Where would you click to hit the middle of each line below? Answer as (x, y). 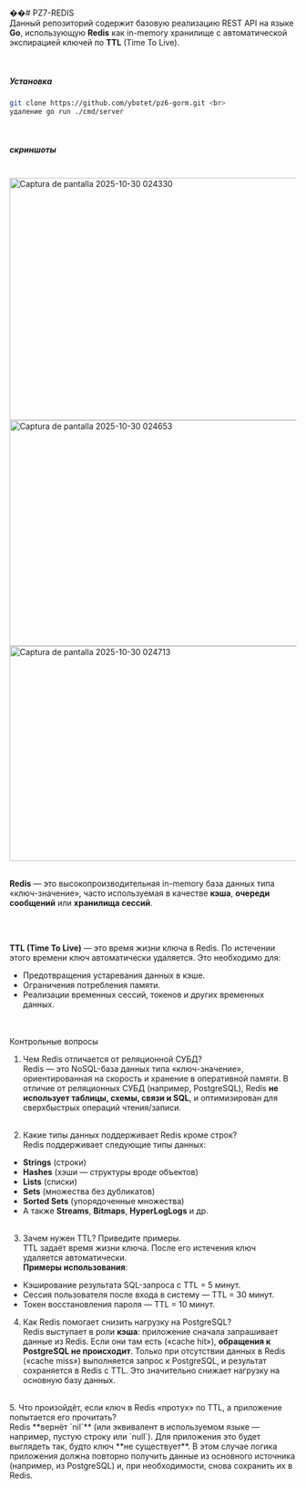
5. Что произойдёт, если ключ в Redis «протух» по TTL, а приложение (146, 1407)
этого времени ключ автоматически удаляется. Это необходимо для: (145, 957)
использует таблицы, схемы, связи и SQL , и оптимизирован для (150, 1098)
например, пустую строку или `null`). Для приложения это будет (135, 1436)
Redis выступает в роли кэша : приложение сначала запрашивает (150, 1331)
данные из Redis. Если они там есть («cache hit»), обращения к (147, 1341)
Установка (31, 81)
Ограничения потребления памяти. (92, 984)
